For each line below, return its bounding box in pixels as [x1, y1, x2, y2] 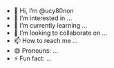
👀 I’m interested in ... [13, 14, 73, 22]
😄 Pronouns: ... [13, 46, 59, 55]
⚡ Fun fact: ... [13, 54, 52, 62]
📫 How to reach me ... [13, 37, 78, 44]
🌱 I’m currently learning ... [13, 22, 88, 29]
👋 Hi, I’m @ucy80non [13, 7, 74, 15]
